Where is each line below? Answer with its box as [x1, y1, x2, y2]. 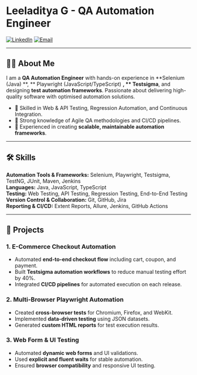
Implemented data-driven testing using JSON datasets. [14, 315, 150, 322]
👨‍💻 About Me [6, 59, 55, 69]
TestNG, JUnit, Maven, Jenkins [6, 178, 81, 185]
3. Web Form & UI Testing [6, 336, 79, 344]
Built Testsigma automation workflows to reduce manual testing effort [14, 269, 186, 276]
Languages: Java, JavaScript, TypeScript [6, 183, 107, 190]
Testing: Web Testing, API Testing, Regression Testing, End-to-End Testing [6, 190, 188, 197]
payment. [14, 262, 38, 269]
